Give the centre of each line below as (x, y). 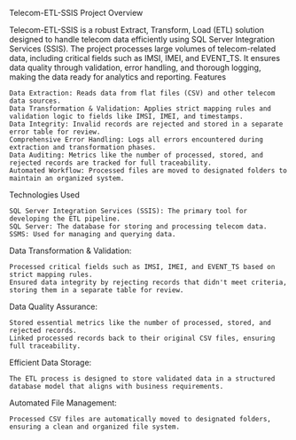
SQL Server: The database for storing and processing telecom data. (138, 227)
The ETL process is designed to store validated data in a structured (142, 379)
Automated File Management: (63, 403)
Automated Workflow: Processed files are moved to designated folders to (148, 171)
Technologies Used (44, 195)
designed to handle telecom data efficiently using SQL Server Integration (142, 39)
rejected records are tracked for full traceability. (111, 163)
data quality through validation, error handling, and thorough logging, (135, 67)
